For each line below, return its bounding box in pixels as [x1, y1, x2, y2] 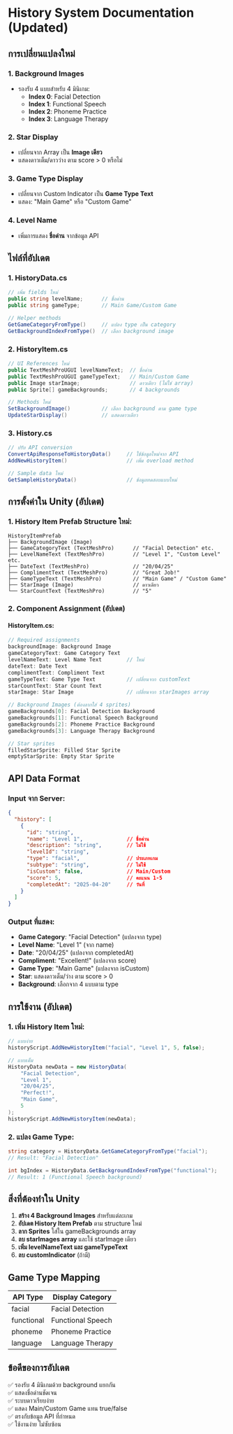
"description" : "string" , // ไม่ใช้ [26, 842, 146, 849]
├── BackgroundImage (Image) [8, 539, 93, 546]
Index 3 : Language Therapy [28, 114, 109, 123]
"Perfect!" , [20, 1090, 55, 1097]
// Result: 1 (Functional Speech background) [8, 1174, 142, 1181]
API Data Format [8, 772, 80, 785]
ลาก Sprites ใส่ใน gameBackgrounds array [17, 1227, 137, 1236]
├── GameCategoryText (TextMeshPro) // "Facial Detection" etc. [8, 544, 215, 552]
